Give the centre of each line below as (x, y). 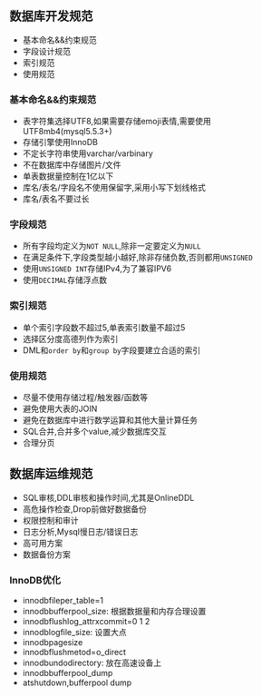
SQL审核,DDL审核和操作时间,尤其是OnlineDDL (108, 497)
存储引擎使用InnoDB (60, 142)
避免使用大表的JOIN (60, 408)
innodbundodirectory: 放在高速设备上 (92, 663)
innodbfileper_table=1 (63, 601)
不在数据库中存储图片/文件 (72, 165)
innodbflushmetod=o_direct (74, 653)
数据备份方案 (46, 554)
